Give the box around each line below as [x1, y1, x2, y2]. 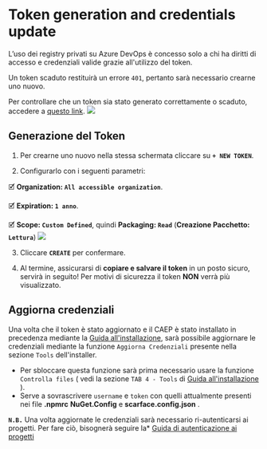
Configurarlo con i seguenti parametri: [19, 166, 146, 175]
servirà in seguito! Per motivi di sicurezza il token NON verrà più [19, 271, 230, 281]
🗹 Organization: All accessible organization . [8, 182, 163, 191]
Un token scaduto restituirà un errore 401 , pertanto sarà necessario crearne [8, 73, 256, 82]
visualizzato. [19, 280, 61, 289]
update [8, 22, 57, 41]
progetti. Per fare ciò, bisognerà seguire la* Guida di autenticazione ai [8, 423, 238, 432]
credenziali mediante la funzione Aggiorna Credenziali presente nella [8, 341, 238, 351]
